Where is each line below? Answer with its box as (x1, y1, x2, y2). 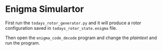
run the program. (5, 40, 40, 46)
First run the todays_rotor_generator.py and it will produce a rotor (5, 20, 141, 26)
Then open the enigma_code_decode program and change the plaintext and (5, 35, 157, 41)
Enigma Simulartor (5, 3, 84, 15)
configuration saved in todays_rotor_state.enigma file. (5, 25, 117, 31)
